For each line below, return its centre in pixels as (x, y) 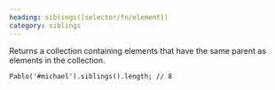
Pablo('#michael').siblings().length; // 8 (91, 76)
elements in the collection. (57, 60)
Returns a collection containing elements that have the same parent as (138, 50)
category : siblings (45, 26)
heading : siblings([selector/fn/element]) (89, 17)
